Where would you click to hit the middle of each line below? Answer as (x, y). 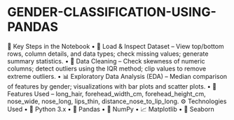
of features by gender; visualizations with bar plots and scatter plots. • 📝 (112, 86)
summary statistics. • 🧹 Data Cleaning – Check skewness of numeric (106, 61)
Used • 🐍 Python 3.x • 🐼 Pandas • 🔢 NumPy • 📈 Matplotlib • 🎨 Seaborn (111, 109)
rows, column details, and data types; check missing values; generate (108, 54)
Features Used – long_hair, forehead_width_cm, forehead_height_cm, (107, 93)
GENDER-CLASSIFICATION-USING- (112, 12)
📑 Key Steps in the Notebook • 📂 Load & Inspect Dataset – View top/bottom (116, 46)
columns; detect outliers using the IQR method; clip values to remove (107, 68)
